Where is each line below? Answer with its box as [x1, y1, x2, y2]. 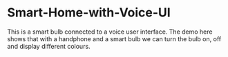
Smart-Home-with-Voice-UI [7, 5, 171, 21]
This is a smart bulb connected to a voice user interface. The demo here [7, 27, 213, 36]
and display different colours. [7, 42, 91, 50]
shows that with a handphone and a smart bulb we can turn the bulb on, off [7, 34, 222, 43]
